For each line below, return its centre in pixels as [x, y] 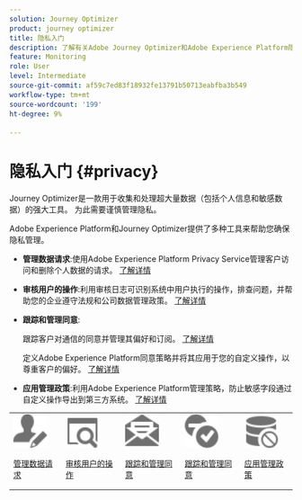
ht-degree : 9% [36, 114]
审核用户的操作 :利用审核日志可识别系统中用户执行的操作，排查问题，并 [153, 290]
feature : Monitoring [48, 57]
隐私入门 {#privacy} [84, 172]
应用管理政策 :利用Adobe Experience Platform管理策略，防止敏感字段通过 [157, 388]
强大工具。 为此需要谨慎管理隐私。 [97, 210]
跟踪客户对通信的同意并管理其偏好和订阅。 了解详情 [118, 339]
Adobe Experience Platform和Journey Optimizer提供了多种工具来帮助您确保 [150, 228]
